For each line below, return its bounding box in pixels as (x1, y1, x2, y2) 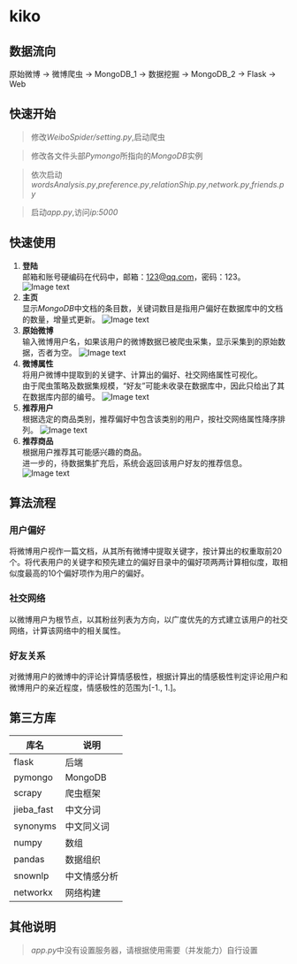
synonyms (13, 820, 57, 832)
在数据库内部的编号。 (21, 391, 100, 402)
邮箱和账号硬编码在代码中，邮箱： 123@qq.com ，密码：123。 (21, 272, 246, 282)
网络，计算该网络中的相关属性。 (9, 625, 126, 636)
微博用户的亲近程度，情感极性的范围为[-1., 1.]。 (9, 682, 181, 692)
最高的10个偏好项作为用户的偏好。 (24, 568, 149, 578)
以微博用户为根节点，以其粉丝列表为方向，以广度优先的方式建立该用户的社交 (9, 614, 288, 624)
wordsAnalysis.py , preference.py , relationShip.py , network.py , (30, 179, 252, 189)
